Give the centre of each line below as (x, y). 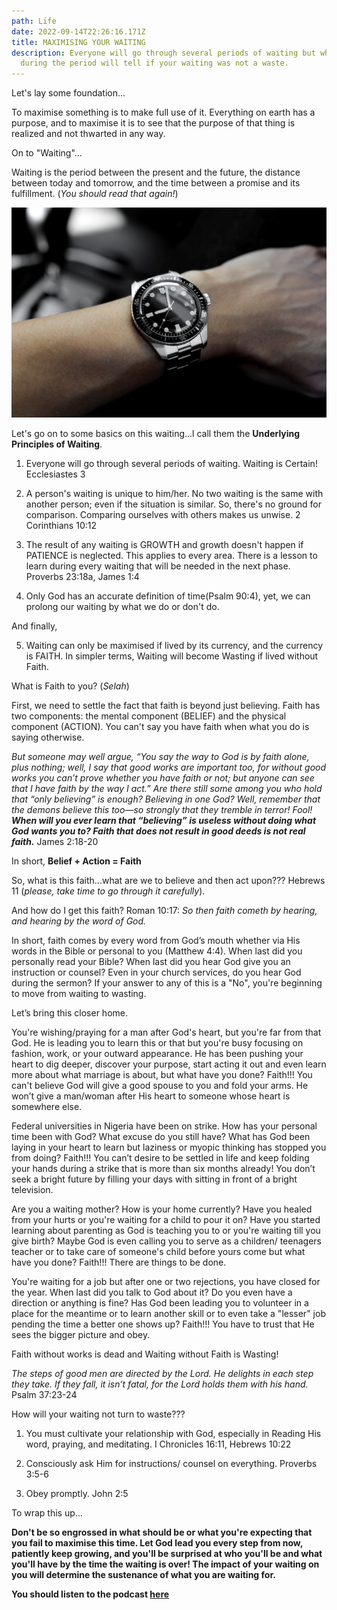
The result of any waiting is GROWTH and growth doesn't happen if (164, 544)
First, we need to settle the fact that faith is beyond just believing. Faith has (166, 705)
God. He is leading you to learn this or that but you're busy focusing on (157, 1042)
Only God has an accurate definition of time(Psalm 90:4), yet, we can (168, 596)
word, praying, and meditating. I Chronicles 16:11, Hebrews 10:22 (158, 1444)
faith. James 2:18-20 (55, 841)
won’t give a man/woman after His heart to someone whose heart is (151, 1096)
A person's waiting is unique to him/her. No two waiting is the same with (174, 493)
